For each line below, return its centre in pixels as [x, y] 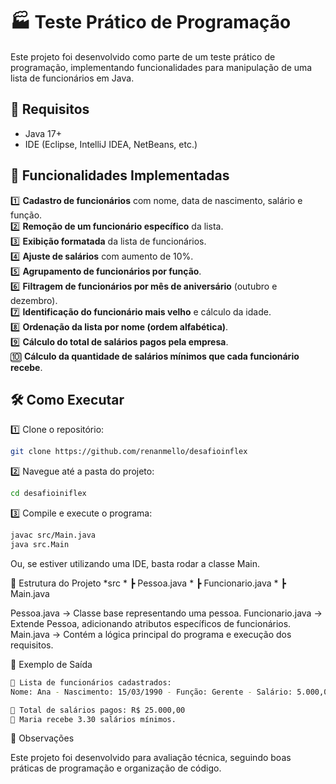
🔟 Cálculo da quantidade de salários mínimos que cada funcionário [155, 356]
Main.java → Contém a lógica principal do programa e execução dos [151, 634]
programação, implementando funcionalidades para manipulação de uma [161, 67]
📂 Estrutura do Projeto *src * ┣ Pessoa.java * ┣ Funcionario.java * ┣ [148, 583]
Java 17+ [43, 133]
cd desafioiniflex [48, 494]
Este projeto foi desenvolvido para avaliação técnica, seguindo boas [151, 758]
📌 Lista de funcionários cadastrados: [91, 682]
